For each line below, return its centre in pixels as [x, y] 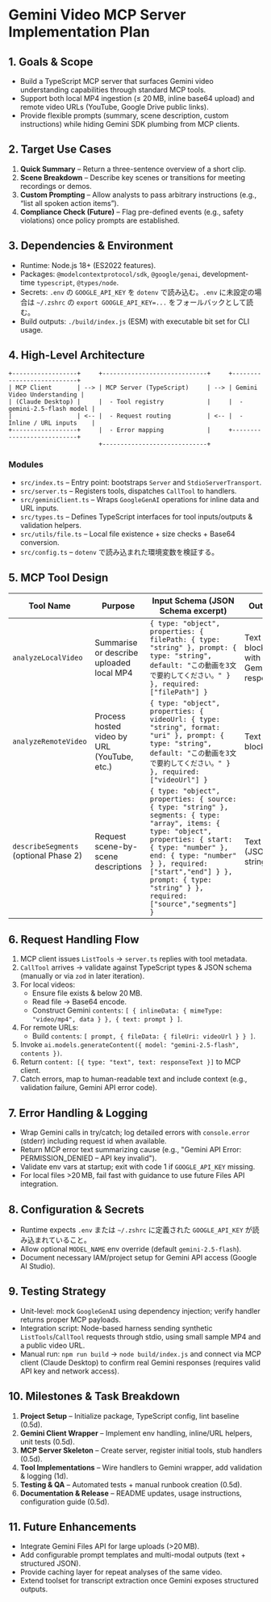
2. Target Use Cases [60, 150]
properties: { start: [191, 839]
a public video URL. [52, 1345]
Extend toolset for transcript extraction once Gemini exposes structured [139, 1581]
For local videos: [48, 985]
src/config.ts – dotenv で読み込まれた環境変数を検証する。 [119, 551]
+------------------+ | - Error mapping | [110, 430]
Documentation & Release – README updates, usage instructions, [131, 1493]
